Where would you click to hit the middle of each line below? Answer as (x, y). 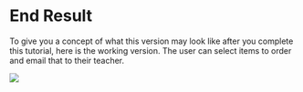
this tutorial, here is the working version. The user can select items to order (151, 50)
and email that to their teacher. (67, 60)
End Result (51, 16)
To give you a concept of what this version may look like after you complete (151, 41)
